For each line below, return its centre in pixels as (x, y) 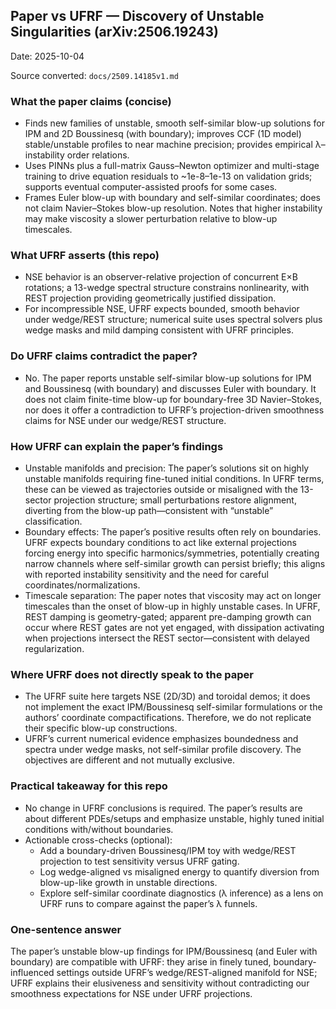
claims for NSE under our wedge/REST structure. (125, 420)
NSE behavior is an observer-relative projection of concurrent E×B (161, 277)
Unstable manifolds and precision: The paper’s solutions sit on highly (167, 468)
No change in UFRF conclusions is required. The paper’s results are (163, 808)
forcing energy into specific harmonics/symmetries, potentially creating (172, 553)
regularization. (54, 648)
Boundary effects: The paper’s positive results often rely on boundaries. (173, 532)
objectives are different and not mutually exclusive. (130, 760)
